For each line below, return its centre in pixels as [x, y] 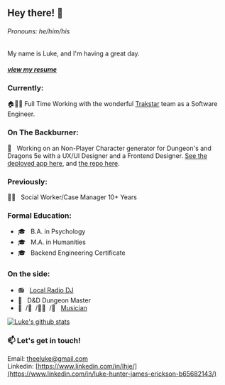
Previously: [27, 181]
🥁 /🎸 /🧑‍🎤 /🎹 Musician [52, 307]
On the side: [29, 274]
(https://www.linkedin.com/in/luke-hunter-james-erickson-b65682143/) [112, 374]
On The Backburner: [43, 132]
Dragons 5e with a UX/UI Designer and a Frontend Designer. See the [108, 155]
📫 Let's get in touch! [44, 340]
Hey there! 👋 [35, 13]
